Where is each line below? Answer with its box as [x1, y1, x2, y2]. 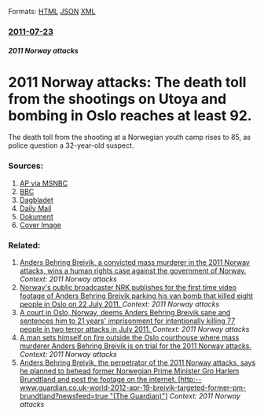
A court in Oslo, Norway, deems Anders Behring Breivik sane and [19, 308, 231, 318]
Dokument [19, 211, 53, 221]
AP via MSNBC [19, 178, 68, 188]
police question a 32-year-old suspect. [8, 141, 134, 150]
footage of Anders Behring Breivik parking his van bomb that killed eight [19, 291, 254, 301]
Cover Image [19, 220, 61, 230]
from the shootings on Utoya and [8, 90, 227, 108]
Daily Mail [19, 204, 52, 213]
